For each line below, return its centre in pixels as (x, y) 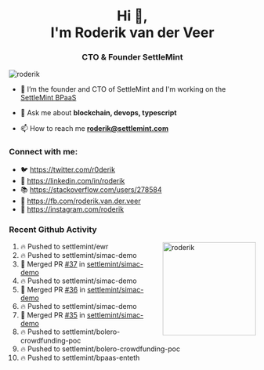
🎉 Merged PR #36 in (52, 290)
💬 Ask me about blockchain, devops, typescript (98, 113)
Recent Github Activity (53, 229)
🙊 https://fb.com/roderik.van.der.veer (80, 201)
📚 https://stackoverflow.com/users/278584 (91, 189)
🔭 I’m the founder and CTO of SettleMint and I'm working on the (123, 89)
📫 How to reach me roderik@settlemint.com (94, 129)
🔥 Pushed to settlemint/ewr (64, 247)
